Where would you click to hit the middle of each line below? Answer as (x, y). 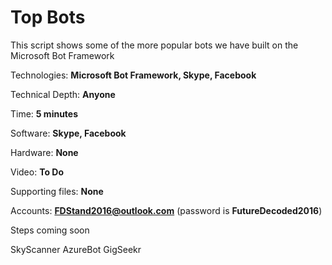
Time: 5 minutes (44, 113)
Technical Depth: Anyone (63, 94)
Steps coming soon (50, 230)
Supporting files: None (57, 191)
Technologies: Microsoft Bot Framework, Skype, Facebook (133, 75)
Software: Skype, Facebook (68, 133)
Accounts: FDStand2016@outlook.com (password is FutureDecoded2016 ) (166, 210)
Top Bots (48, 17)
